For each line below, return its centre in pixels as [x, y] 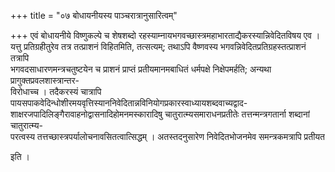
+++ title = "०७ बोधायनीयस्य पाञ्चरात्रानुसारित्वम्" [94, 15]
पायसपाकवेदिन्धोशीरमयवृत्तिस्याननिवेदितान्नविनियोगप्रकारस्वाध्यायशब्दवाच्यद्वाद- [129, 103]
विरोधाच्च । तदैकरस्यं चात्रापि [56, 91]
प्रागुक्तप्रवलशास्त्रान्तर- [45, 80]
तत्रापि [20, 58]
